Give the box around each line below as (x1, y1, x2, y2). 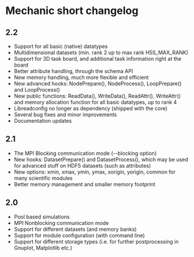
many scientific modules (13, 174, 73, 182)
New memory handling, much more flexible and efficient (13, 74, 149, 81)
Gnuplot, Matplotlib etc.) (13, 244, 72, 251)
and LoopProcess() (13, 86, 61, 93)
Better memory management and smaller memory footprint (13, 180, 156, 187)
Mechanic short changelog (5, 4, 139, 18)
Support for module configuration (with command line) (13, 232, 145, 239)
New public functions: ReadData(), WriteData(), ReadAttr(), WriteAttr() (13, 92, 181, 99)
